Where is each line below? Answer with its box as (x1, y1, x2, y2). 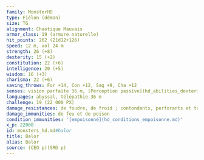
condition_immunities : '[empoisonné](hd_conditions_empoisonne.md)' (6, 116, 183, 122)
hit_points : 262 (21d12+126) (6, 37, 80, 43)
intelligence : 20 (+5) (6, 65, 64, 72)
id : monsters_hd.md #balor (6, 128, 72, 134)
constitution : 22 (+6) (6, 60, 64, 66)
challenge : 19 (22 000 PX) (6, 99, 75, 105)
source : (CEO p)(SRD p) (6, 144, 67, 151)
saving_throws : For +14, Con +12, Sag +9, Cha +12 (6, 83, 137, 89)
